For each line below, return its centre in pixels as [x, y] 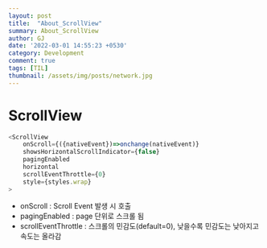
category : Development [46, 53]
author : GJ [27, 38]
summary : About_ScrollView [53, 31]
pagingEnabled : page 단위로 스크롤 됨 [82, 216]
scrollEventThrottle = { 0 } [64, 174]
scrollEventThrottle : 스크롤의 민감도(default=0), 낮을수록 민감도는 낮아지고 [140, 225]
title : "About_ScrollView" [55, 23]
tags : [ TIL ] [28, 68]
